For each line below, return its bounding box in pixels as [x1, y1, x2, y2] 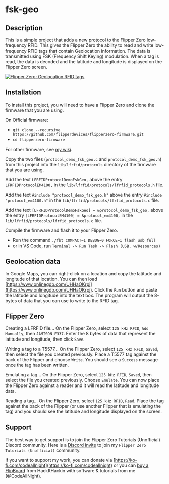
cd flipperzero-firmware [12, 137, 65, 142]
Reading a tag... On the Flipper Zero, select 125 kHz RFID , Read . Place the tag [5, 398, 164, 404]
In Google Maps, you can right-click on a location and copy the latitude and [5, 270, 162, 276]
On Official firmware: [5, 117, 49, 123]
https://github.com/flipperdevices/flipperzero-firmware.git [12, 132, 144, 137]
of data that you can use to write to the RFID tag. [18, 297, 119, 304]
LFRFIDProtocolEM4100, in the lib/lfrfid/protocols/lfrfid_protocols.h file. [5, 182, 164, 188]
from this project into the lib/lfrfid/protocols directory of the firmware [5, 161, 156, 167]
